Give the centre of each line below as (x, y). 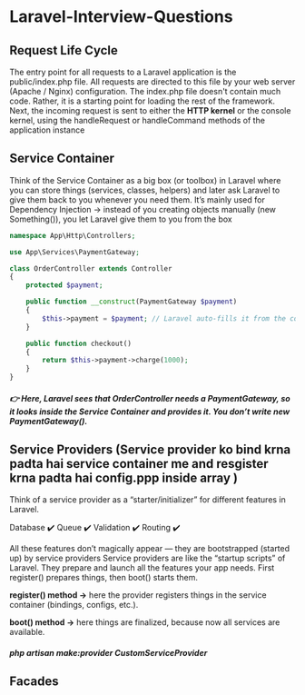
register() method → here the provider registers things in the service (138, 595)
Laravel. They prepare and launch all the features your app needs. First (142, 568)
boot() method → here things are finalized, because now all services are (145, 622)
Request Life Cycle (64, 50)
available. (27, 632)
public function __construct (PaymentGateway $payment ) (132, 302)
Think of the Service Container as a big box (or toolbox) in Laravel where (145, 180)
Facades (34, 682)
